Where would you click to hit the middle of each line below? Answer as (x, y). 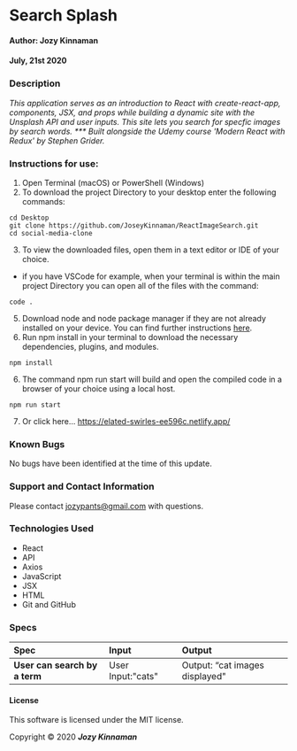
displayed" (204, 677)
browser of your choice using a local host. (99, 388)
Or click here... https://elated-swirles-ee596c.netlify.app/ (126, 421)
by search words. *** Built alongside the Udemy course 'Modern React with (147, 131)
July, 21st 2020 (38, 61)
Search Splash (63, 15)
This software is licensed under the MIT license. (96, 720)
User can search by (56, 665)
